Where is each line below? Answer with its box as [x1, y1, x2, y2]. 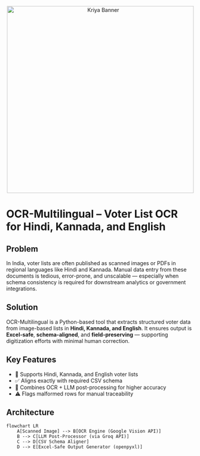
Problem [6, 244, 39, 254]
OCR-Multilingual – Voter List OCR [6, 207, 178, 221]
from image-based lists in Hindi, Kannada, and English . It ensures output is [6, 324, 192, 332]
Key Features [6, 355, 57, 365]
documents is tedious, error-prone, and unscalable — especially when [6, 272, 179, 279]
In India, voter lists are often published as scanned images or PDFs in [6, 260, 176, 266]
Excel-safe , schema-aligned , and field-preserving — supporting [6, 331, 168, 338]
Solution [6, 302, 38, 312]
